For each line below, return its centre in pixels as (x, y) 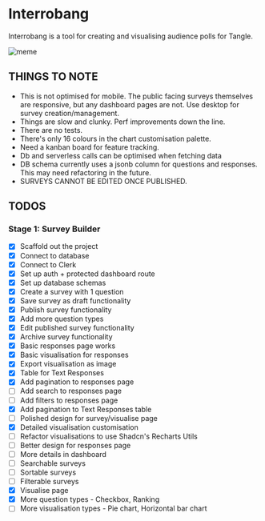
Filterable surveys (49, 482)
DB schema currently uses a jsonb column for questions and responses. (139, 164)
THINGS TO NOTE (53, 77)
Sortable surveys (48, 472)
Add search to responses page (71, 391)
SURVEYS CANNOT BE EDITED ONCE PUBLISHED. (104, 181)
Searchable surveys (53, 463)
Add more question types (62, 319)
